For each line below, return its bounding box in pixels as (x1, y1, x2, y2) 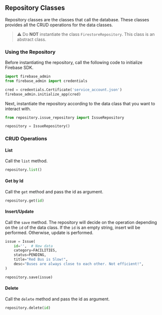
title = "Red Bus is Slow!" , (14, 257, 68, 262)
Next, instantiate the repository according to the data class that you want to (5, 100, 156, 106)
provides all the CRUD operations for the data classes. (5, 22, 113, 28)
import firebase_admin (5, 74, 51, 79)
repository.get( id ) (5, 198, 44, 203)
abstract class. (16, 36, 46, 42)
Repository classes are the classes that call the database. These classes (5, 16, 149, 22)
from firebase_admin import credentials (5, 79, 88, 83)
